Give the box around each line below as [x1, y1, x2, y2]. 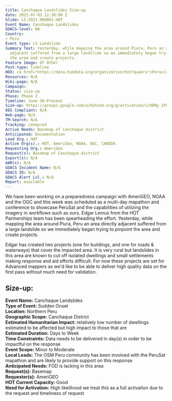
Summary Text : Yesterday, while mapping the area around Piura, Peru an [5, 46, 164, 51]
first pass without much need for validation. [5, 269, 97, 275]
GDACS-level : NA [5, 27, 40, 32]
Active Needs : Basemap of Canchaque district [5, 127, 104, 132]
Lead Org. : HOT [5, 137, 38, 142]
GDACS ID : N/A [5, 170, 36, 175]
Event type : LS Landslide [5, 41, 60, 46]
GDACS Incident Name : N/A [5, 165, 60, 170]
